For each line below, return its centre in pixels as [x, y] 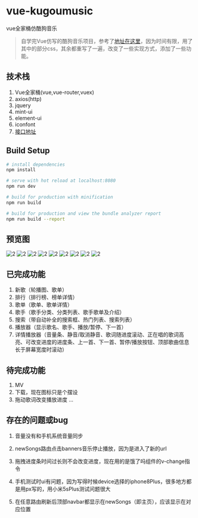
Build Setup [28, 151]
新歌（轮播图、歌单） [41, 290]
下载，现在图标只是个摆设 [46, 392]
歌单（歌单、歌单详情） [44, 305]
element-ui [28, 118]
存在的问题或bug [37, 420]
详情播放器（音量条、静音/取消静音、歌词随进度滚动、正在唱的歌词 [97, 335]
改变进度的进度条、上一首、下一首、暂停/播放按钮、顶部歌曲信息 [110, 342]
